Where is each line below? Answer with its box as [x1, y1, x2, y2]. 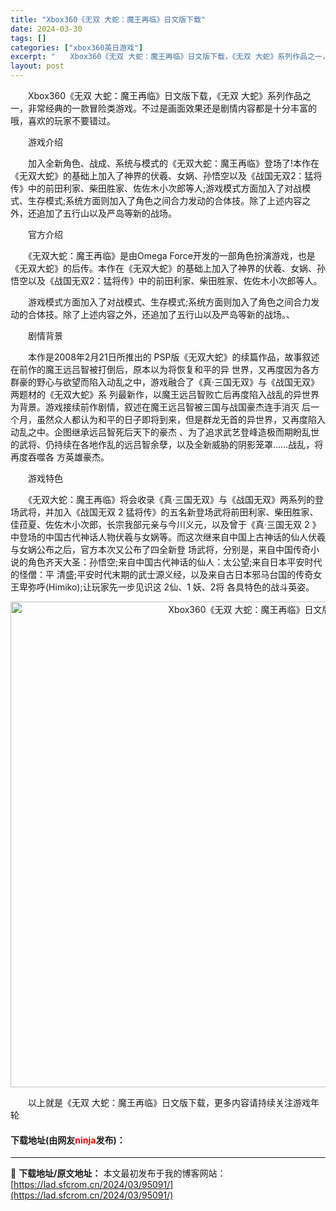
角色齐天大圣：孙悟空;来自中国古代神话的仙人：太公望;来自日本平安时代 [27, 556, 323, 568]
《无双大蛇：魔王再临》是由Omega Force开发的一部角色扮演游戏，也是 [27, 250, 316, 261]
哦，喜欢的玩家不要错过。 [10, 115, 116, 126]
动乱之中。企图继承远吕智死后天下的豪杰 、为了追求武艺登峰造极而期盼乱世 [10, 426, 320, 438]
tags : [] [10, 33, 47, 43]
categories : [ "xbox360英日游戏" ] [10, 42, 144, 53]
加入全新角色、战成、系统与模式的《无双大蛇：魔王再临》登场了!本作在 [27, 157, 320, 169]
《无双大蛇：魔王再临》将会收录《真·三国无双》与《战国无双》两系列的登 [27, 494, 325, 505]
